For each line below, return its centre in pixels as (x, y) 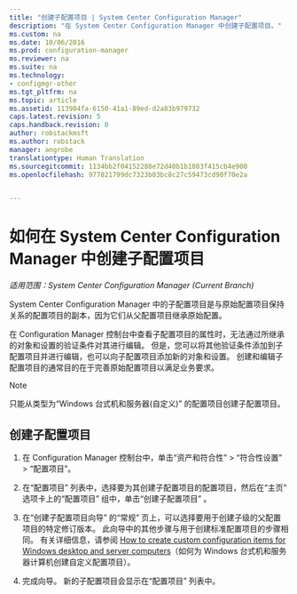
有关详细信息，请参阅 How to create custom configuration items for (163, 540)
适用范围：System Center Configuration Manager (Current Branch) (132, 285)
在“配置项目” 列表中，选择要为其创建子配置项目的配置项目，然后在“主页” (154, 487)
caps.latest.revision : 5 (55, 116)
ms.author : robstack (47, 141)
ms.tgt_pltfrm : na (43, 92)
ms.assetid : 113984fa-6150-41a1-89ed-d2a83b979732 (105, 108)
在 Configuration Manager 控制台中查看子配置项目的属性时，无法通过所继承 (147, 334)
